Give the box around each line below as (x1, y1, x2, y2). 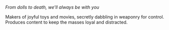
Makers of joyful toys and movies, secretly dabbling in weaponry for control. (5, 14, 164, 19)
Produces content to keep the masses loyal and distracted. (5, 19, 128, 25)
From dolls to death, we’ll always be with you (5, 4, 100, 10)
